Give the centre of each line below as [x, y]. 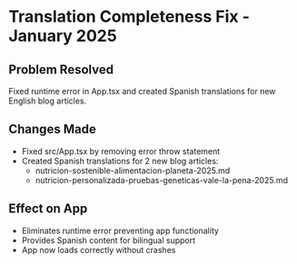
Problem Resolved [61, 69]
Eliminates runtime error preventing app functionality [120, 230]
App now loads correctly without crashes [99, 249]
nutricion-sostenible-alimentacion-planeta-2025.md [133, 171]
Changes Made [52, 129]
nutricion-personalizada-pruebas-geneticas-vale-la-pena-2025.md [161, 180]
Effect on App [48, 209]
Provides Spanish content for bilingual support [109, 240]
